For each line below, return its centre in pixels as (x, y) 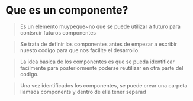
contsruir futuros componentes (58, 32)
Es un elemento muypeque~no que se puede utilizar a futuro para (100, 26)
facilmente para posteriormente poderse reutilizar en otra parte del (102, 68)
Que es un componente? (67, 10)
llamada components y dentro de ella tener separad (83, 92)
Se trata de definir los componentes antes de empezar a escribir (99, 44)
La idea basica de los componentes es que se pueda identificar (97, 62)
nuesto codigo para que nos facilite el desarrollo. (80, 50)
